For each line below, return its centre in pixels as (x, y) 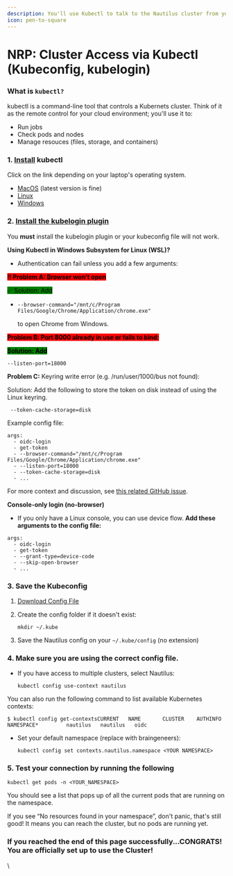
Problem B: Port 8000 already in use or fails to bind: (83, 337)
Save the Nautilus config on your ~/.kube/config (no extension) (108, 640)
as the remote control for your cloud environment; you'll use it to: (100, 113)
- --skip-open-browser (46, 562)
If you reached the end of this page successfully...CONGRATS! (115, 842)
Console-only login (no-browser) (56, 504)
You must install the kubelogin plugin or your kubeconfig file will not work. (113, 236)
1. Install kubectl (35, 159)
